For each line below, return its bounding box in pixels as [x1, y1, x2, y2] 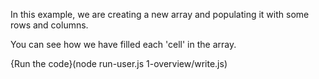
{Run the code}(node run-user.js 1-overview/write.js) [10, 58, 228, 69]
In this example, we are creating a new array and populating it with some [10, 9, 310, 20]
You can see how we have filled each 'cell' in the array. [10, 39, 237, 50]
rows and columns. [10, 19, 89, 31]
